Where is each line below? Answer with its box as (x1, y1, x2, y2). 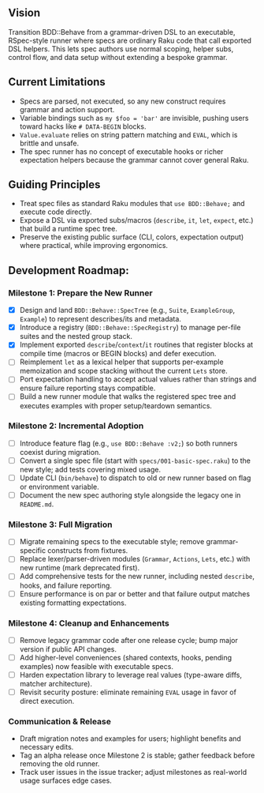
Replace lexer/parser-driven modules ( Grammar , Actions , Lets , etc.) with (19, 554, 251, 564)
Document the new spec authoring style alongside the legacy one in (19, 490, 241, 500)
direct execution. (19, 697, 75, 706)
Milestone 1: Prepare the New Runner (8, 288, 153, 299)
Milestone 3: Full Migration (8, 519, 113, 530)
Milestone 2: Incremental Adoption (8, 420, 144, 431)
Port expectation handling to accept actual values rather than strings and (19, 374, 257, 384)
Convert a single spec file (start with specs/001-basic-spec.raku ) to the (19, 456, 251, 465)
